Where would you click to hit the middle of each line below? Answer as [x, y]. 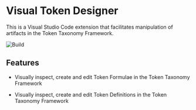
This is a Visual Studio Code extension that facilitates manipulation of [89, 27]
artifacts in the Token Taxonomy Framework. [60, 33]
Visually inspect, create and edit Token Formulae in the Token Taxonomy [102, 77]
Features [23, 63]
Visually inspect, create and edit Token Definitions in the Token [91, 94]
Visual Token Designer [62, 11]
